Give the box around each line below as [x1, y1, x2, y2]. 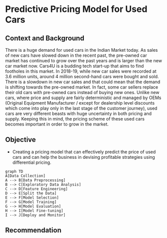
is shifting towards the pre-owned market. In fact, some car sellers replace [5, 84, 159, 90]
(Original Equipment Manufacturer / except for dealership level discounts [5, 100, 155, 106]
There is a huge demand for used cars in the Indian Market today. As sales [5, 47, 158, 53]
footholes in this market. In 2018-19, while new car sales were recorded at [5, 68, 157, 74]
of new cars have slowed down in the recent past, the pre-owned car [5, 52, 147, 58]
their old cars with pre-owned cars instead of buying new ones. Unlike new [5, 90, 160, 95]
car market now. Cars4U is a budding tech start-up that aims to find [5, 63, 144, 69]
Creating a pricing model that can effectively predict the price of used [12, 148, 156, 155]
